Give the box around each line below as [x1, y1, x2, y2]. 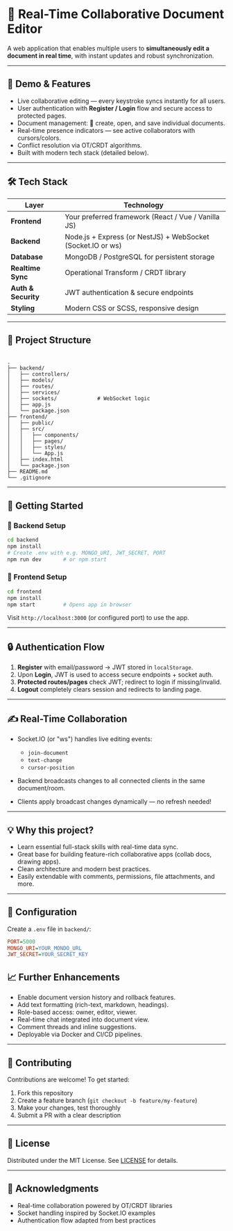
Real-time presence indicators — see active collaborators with [17, 126, 196, 134]
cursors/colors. [17, 134, 61, 142]
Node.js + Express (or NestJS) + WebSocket [64, 232, 209, 241]
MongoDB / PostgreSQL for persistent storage [64, 252, 215, 262]
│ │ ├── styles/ [7, 444, 67, 451]
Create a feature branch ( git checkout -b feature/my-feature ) [17, 1096, 198, 1104]
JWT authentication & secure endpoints [64, 287, 194, 297]
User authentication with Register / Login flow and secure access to [17, 104, 213, 112]
